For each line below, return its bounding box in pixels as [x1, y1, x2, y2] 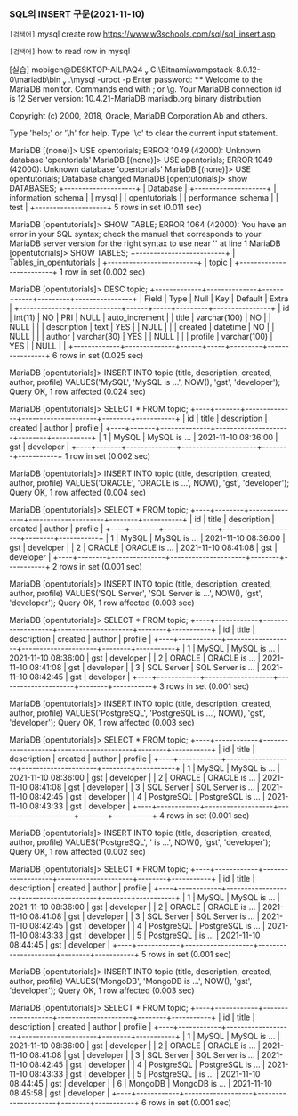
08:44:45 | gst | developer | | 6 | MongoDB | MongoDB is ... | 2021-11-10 [9, 1079, 273, 1089]
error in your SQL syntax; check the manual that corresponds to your [9, 229, 262, 240]
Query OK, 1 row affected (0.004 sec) [9, 488, 147, 498]
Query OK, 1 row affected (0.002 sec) [9, 847, 147, 858]
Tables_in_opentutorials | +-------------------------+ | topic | [9, 257, 233, 268]
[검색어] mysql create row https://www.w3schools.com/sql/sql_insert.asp [9, 29, 276, 39]
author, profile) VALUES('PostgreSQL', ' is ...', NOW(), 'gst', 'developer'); [9, 837, 271, 848]
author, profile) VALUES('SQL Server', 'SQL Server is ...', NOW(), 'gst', [9, 588, 263, 599]
